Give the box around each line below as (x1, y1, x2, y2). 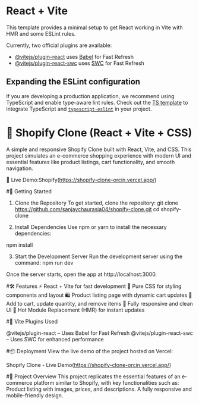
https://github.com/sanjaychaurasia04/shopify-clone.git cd (14, 205, 160, 212)
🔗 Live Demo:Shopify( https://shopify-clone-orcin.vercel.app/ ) (6, 176, 157, 183)
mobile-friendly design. (6, 391, 64, 399)
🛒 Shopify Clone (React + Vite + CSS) (6, 126, 192, 139)
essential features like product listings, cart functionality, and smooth (6, 158, 175, 165)
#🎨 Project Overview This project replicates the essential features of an (6, 373, 181, 380)
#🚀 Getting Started (6, 187, 52, 194)
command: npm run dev (14, 259, 74, 266)
